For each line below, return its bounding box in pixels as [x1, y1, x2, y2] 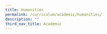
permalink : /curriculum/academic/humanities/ [5, 12, 102, 17]
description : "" [5, 16, 39, 21]
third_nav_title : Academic [5, 21, 62, 26]
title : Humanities [5, 7, 44, 12]
